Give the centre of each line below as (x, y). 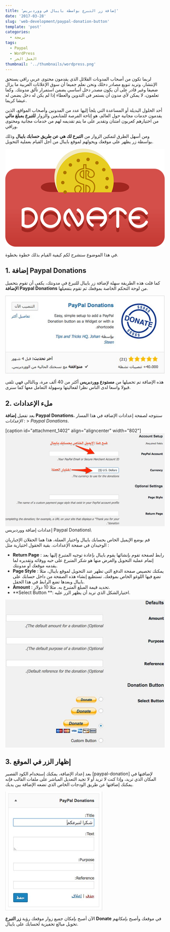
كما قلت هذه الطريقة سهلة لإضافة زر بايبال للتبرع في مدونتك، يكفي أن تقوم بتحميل (83, 283)
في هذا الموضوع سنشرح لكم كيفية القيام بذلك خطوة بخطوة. (62, 255)
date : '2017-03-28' (26, 16)
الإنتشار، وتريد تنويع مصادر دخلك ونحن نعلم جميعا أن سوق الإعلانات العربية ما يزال (81, 84)
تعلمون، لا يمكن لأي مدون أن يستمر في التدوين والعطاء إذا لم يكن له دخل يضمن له (82, 95)
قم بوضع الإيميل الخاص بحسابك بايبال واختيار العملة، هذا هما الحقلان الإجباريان (78, 540)
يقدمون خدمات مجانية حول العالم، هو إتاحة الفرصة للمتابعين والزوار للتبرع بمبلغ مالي (84, 116)
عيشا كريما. (16, 101)
